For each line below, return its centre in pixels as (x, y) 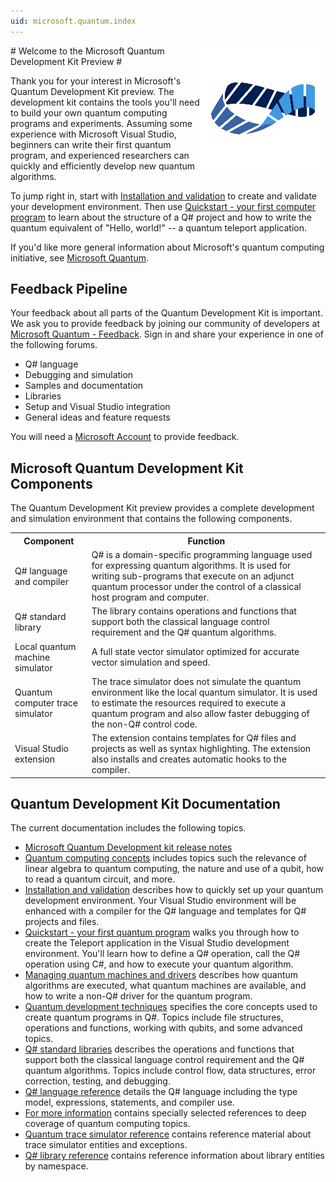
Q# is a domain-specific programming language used (202, 554)
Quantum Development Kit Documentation (145, 803)
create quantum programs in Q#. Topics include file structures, (154, 1017)
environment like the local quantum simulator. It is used (204, 692)
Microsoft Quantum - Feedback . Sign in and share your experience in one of (167, 334)
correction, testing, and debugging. (97, 1081)
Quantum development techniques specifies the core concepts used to (171, 1007)
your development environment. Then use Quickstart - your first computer (163, 206)
